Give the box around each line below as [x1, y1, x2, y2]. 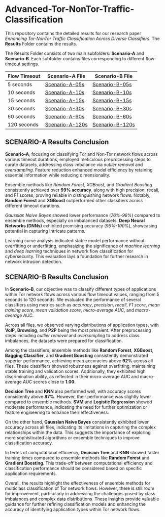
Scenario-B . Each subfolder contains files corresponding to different [5, 55, 145, 61]
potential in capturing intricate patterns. [5, 228, 86, 234]
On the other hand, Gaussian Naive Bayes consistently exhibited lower [5, 419, 149, 425]
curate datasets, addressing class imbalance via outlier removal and [5, 162, 143, 168]
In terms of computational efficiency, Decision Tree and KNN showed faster [5, 449, 160, 455]
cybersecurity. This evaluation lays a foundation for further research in [5, 253, 149, 259]
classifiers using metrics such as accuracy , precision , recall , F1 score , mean [5, 302, 160, 307]
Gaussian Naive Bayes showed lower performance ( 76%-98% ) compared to [5, 212, 161, 218]
